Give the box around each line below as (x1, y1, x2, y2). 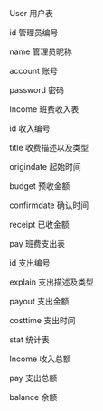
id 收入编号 (9, 123, 51, 134)
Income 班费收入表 (9, 104, 80, 115)
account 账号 (9, 66, 59, 76)
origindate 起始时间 (9, 162, 81, 172)
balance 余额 (9, 392, 58, 402)
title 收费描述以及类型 (9, 143, 89, 153)
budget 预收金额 (9, 181, 70, 191)
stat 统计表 (9, 334, 50, 345)
